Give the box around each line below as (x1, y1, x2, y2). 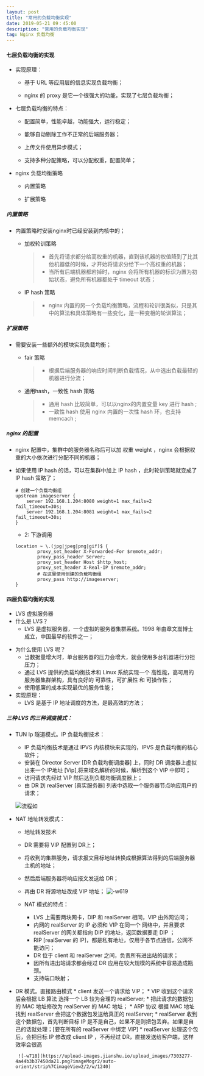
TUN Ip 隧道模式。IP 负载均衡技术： (15, 731, 105, 738)
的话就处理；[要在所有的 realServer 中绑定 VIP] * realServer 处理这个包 (20, 1025, 199, 1033)
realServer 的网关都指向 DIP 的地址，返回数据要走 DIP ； (33, 929, 175, 936)
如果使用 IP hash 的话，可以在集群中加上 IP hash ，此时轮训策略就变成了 (15, 467, 197, 474)
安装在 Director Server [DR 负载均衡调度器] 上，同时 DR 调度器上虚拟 (24, 759, 197, 766)
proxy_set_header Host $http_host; (37, 559, 128, 566)
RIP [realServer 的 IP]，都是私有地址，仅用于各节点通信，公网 (33, 936, 188, 944)
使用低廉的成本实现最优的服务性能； (24, 684, 116, 691)
